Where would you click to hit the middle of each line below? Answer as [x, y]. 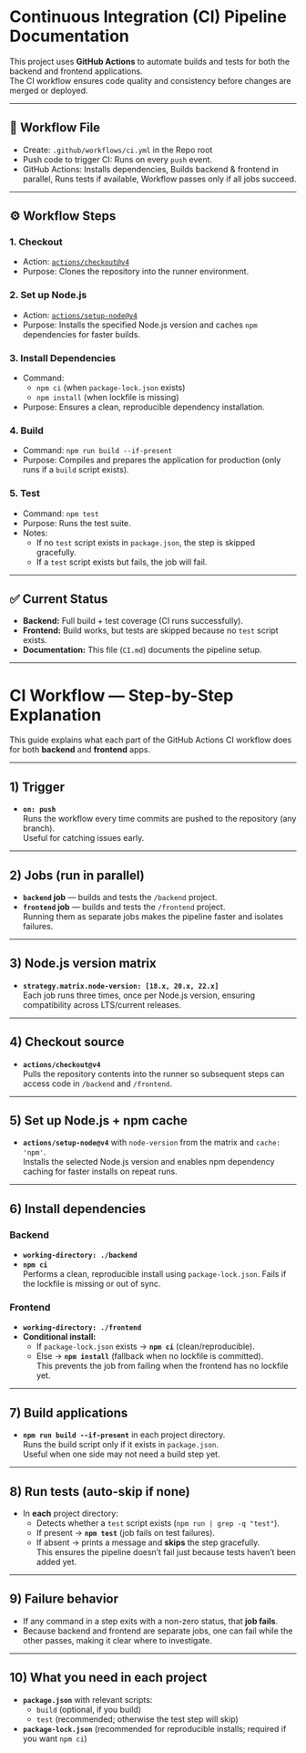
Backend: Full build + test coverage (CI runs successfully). [133, 621]
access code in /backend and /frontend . [97, 1084]
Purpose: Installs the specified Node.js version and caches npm [140, 325]
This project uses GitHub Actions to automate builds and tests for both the [149, 61]
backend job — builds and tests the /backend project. [120, 897]
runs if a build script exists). [76, 470]
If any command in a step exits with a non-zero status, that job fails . [150, 1621]
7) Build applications [69, 1412]
